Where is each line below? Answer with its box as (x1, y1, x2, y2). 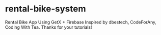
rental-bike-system (5, 3, 86, 14)
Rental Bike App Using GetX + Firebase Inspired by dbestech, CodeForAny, (5, 19, 157, 25)
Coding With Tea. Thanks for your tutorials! (5, 24, 92, 30)
